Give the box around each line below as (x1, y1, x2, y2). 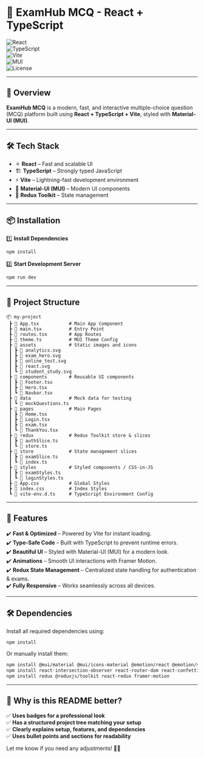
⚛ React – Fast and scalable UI (15, 160, 93, 167)
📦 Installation (6, 215, 61, 226)
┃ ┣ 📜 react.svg (8, 363, 50, 369)
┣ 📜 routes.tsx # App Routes (8, 331, 102, 337)
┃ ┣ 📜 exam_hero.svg (8, 352, 61, 358)
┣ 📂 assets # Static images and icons (8, 342, 137, 348)
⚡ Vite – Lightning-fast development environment (15, 176, 138, 183)
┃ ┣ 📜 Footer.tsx (8, 379, 53, 385)
